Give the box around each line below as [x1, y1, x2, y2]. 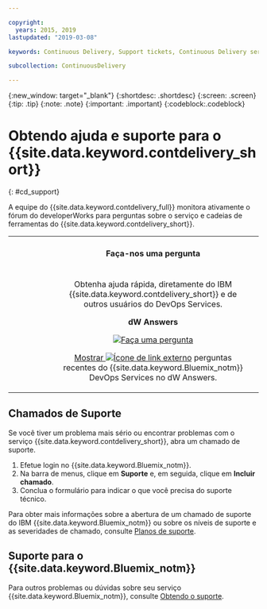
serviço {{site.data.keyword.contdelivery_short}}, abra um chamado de [8, 436, 241, 445]
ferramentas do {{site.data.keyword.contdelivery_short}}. [8, 219, 195, 229]
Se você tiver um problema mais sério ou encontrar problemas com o [8, 428, 235, 437]
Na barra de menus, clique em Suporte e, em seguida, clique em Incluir [19, 468, 256, 478]
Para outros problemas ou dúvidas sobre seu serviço [8, 583, 181, 592]
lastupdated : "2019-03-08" [8, 33, 98, 41]
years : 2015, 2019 [15, 25, 77, 34]
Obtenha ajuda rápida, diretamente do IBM [74, 279, 233, 290]
